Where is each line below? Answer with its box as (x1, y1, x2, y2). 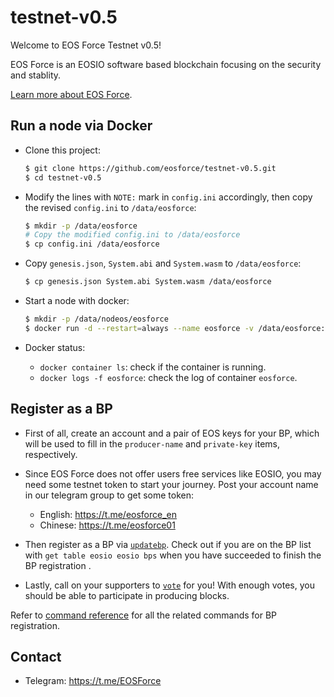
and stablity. (10, 69, 62, 81)
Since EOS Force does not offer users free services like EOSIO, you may (24, 467, 322, 480)
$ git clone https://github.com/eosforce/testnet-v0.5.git (24, 163, 277, 173)
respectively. (24, 448, 78, 460)
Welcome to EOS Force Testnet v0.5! (10, 39, 162, 51)
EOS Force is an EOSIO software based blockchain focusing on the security (10, 58, 322, 70)
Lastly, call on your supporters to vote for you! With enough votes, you (24, 579, 315, 591)
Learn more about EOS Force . (10, 88, 133, 100)
